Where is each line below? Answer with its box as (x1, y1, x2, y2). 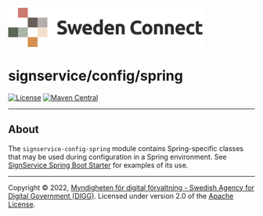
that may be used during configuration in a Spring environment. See (8, 152, 227, 161)
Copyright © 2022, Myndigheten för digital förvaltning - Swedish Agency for (8, 182, 254, 192)
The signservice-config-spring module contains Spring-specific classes (8, 143, 244, 153)
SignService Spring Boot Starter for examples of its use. (8, 160, 189, 170)
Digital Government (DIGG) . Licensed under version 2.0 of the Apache (8, 191, 234, 200)
